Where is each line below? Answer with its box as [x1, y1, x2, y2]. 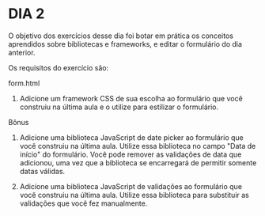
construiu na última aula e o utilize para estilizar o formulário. [19, 102, 219, 112]
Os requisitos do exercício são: [8, 63, 109, 72]
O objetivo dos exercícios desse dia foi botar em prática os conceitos [8, 31, 233, 40]
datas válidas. [19, 166, 66, 176]
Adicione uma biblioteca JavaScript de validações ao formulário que [19, 181, 243, 191]
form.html [8, 78, 40, 88]
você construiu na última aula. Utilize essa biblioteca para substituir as [19, 190, 249, 199]
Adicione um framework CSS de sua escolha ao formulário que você [19, 93, 243, 103]
